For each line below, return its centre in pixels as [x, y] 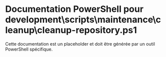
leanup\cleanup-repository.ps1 [71, 30]
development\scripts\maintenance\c [83, 20]
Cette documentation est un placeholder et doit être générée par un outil [80, 44]
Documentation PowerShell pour [74, 9]
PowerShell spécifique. [29, 49]
